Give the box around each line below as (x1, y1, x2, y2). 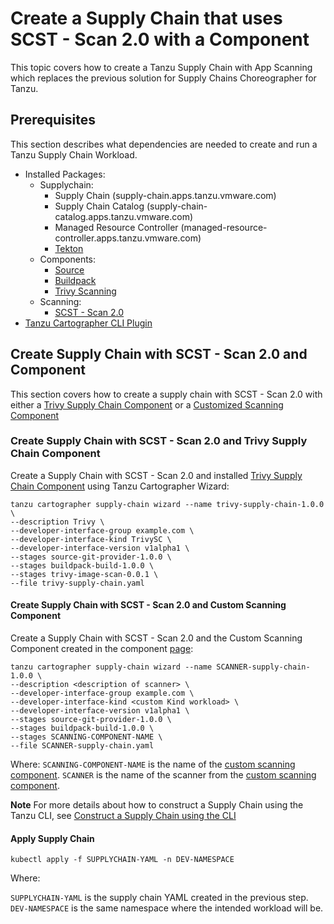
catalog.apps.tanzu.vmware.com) (54, 210, 193, 222)
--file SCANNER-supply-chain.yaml (10, 741, 155, 751)
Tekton (54, 242, 84, 254)
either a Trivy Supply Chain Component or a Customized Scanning (10, 398, 284, 411)
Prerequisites (10, 112, 96, 129)
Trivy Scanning (54, 285, 117, 297)
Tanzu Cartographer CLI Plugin (24, 317, 153, 329)
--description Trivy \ (10, 517, 105, 527)
